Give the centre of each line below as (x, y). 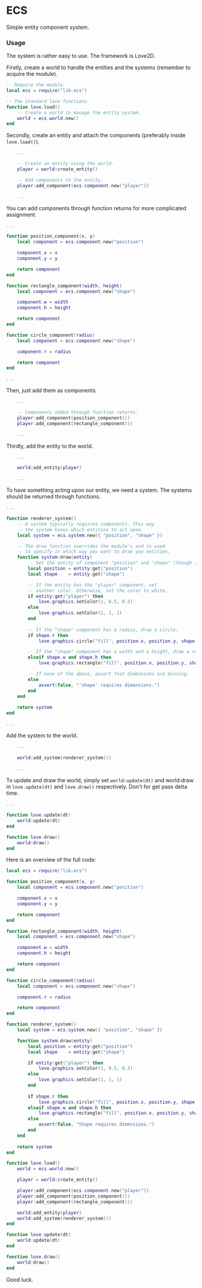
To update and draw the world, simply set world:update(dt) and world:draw (100, 780)
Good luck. (20, 1280)
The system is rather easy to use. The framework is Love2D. (81, 56)
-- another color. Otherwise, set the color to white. (98, 591)
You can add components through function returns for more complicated (96, 208)
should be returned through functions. (54, 497)
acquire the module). (32, 74)
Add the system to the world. (42, 735)
